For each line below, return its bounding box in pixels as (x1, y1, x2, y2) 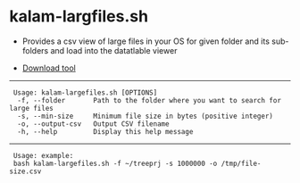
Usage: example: (12, 151, 74, 160)
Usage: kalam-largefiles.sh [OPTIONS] (12, 87, 158, 97)
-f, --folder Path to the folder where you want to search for (17, 96, 281, 104)
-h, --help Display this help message (17, 127, 194, 136)
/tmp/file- (221, 159, 262, 168)
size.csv (9, 167, 42, 176)
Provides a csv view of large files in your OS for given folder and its (21, 36, 271, 46)
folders (21, 45, 49, 55)
